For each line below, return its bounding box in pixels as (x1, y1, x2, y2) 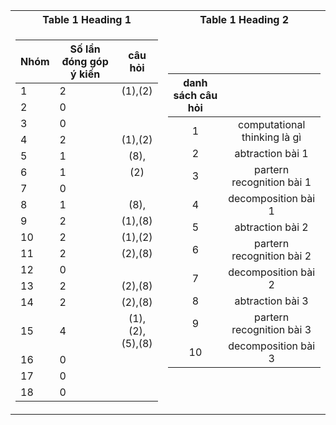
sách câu (173, 89, 218, 102)
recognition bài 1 (231, 175, 312, 189)
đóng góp (61, 55, 109, 68)
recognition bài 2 (231, 249, 312, 263)
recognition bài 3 (231, 323, 312, 336)
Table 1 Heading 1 (42, 13, 132, 26)
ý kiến (70, 67, 101, 81)
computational (237, 118, 306, 131)
